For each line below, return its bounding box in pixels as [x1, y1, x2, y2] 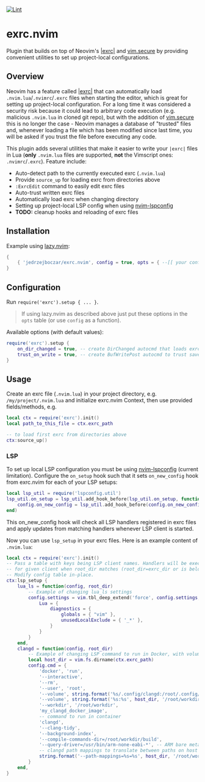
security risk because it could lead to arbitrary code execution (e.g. [6, 107, 176, 114]
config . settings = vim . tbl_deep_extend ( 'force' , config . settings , [28, 594, 201, 600]
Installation [6, 226, 50, 236]
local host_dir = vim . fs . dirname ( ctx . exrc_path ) [28, 657, 154, 663]
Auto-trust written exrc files [15, 189, 85, 196]
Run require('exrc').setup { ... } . [6, 299, 99, 305]
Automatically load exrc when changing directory [15, 195, 139, 202]
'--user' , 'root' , [38, 685, 86, 691]
